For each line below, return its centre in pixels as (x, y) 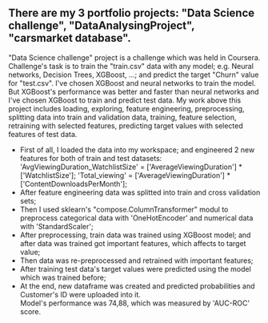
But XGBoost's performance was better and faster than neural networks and (134, 91)
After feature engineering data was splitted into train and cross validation (140, 192)
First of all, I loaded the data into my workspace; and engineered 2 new (137, 149)
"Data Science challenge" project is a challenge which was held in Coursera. (134, 57)
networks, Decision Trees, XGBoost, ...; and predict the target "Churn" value (134, 75)
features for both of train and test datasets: (91, 158)
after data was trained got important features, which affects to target (133, 243)
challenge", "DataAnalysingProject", (102, 26)
